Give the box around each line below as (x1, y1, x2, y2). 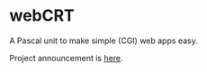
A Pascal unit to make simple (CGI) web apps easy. (9, 35, 198, 46)
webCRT (9, 5, 75, 26)
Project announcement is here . (9, 52, 123, 63)
